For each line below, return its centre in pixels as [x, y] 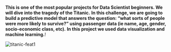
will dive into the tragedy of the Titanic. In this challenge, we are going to [84, 13]
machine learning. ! [26, 34]
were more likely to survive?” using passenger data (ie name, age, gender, [86, 23]
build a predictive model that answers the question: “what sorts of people [85, 18]
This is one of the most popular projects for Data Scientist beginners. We [84, 7]
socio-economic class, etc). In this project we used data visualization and [85, 29]
